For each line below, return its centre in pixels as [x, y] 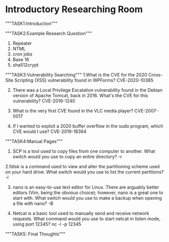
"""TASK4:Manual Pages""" [34, 141]
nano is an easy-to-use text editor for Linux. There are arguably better [86, 187]
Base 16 [21, 59]
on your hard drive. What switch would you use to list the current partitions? [84, 172]
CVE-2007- [146, 111]
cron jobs [23, 54]
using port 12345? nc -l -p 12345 [47, 224]
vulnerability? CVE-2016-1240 [44, 101]
